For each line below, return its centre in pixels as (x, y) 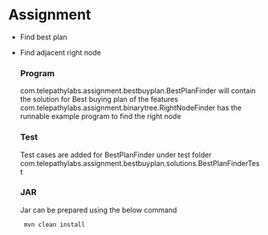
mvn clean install (55, 225)
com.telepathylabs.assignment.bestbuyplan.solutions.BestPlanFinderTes (140, 163)
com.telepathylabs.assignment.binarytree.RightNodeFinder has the (131, 108)
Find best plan (43, 37)
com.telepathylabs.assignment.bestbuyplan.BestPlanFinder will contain (138, 91)
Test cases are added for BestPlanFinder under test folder (116, 155)
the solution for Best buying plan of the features (99, 99)
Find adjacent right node (61, 52)
